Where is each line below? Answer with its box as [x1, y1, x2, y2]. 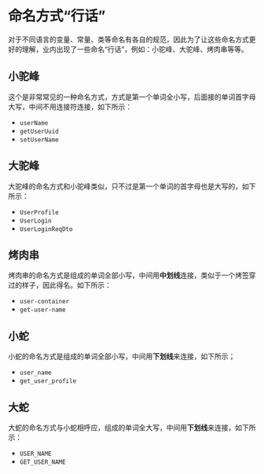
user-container [19, 298, 70, 306]
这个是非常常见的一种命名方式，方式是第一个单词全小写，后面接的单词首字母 [8, 92, 256, 101]
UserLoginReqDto [19, 225, 73, 233]
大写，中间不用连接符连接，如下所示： [8, 101, 132, 111]
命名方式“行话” [8, 7, 106, 25]
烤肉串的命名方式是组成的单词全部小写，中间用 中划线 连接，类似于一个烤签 [8, 270, 249, 280]
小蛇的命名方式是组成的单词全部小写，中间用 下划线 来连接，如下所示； [8, 351, 236, 362]
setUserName [19, 135, 59, 144]
